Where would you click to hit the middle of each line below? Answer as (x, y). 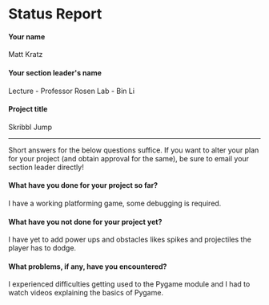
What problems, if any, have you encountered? (88, 266)
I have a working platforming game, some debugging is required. (115, 203)
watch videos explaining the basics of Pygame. (86, 293)
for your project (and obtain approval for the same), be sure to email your (129, 158)
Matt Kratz (26, 55)
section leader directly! (46, 167)
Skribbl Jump (30, 127)
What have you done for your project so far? (83, 185)
